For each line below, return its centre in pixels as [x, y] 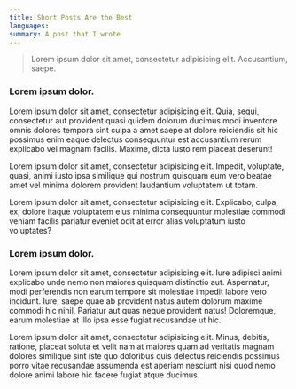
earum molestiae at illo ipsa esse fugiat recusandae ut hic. [115, 320]
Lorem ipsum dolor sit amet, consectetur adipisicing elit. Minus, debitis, [139, 337]
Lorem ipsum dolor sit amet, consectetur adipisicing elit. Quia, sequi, [134, 111]
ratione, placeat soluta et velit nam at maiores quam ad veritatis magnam [142, 346]
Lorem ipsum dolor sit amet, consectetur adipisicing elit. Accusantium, [159, 60]
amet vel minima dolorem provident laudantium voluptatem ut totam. [134, 185]
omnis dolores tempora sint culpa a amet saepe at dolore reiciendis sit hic [144, 130]
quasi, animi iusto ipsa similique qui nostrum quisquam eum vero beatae [141, 175]
